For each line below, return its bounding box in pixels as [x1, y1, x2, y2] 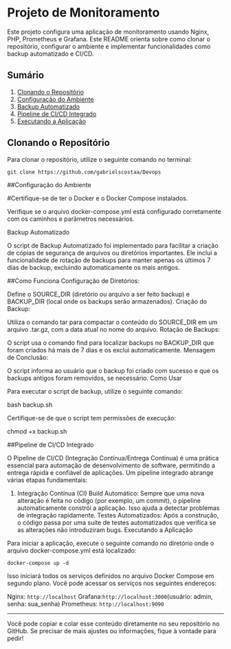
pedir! [7, 634, 24, 642]
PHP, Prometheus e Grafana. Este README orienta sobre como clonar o [7, 34, 211, 43]
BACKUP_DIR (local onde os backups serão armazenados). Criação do [7, 297, 208, 306]
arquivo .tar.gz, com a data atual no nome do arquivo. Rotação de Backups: [7, 325, 220, 333]
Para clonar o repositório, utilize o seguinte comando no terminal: [7, 155, 192, 163]
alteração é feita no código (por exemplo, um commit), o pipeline [16, 496, 201, 504]
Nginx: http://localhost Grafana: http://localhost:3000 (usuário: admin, [7, 592, 213, 600]
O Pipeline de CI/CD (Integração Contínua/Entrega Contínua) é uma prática [7, 454, 219, 462]
